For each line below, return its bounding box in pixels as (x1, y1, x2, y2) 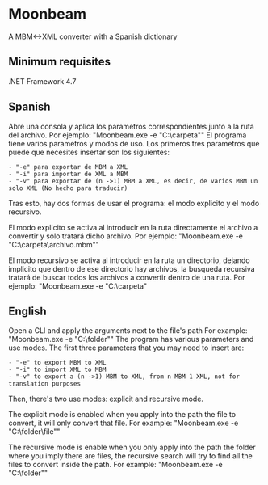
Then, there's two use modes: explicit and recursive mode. (8, 394, 204, 404)
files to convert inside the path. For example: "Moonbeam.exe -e (8, 460, 224, 470)
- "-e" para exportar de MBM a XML (8, 162, 128, 171)
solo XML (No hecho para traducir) (8, 183, 128, 192)
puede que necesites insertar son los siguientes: (8, 147, 170, 157)
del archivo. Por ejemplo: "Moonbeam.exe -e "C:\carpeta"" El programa (8, 130, 247, 140)
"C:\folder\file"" (8, 427, 61, 436)
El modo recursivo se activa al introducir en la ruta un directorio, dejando (8, 255, 250, 265)
